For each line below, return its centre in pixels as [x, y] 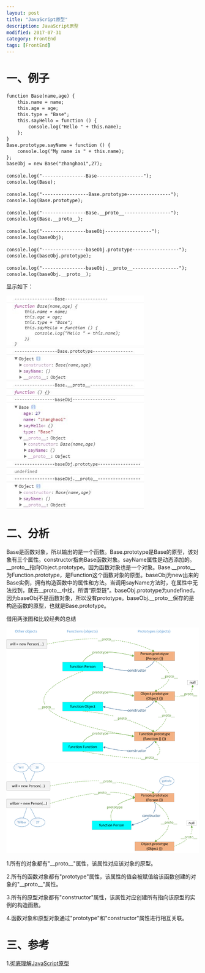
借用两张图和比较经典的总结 [41, 618]
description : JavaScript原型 [43, 26]
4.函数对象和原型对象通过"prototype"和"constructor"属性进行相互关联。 [97, 918]
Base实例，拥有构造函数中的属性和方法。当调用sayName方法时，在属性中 [99, 582]
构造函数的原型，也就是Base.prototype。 [58, 605]
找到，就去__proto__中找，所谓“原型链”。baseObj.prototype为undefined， [105, 590]
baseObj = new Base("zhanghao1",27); [54, 163]
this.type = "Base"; [43, 114]
